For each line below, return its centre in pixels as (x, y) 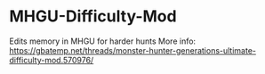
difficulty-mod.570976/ (52, 60)
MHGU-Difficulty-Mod (93, 16)
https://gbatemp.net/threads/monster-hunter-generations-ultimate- (132, 50)
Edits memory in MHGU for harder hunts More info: (103, 41)
